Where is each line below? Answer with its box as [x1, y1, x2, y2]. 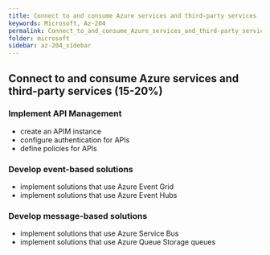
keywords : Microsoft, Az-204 [8, 19, 106, 27]
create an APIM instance [19, 126, 102, 136]
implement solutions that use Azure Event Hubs [19, 191, 178, 200]
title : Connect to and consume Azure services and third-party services [8, 11, 257, 20]
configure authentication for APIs [19, 134, 130, 145]
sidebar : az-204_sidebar [8, 42, 92, 50]
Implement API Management [8, 108, 122, 119]
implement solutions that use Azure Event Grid [19, 182, 174, 191]
